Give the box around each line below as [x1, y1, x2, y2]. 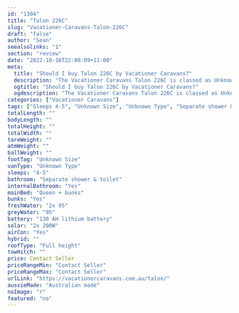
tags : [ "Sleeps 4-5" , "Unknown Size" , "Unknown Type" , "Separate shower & [7, 103, 234, 110]
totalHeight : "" [7, 122, 55, 130]
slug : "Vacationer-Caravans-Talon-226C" [7, 23, 129, 31]
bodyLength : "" [7, 116, 53, 123]
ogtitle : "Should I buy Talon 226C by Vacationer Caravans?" [14, 83, 199, 90]
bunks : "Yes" [7, 196, 46, 203]
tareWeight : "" [7, 136, 53, 143]
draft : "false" [7, 30, 53, 38]
